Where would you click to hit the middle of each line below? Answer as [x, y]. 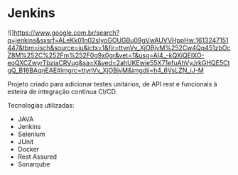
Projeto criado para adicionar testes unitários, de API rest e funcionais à [113, 84]
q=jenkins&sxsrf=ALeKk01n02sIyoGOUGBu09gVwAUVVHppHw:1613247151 [118, 40]
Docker [28, 149]
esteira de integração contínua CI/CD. [63, 91]
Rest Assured [37, 157]
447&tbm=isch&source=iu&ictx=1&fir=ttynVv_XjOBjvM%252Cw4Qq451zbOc [119, 47]
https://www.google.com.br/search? [66, 33]
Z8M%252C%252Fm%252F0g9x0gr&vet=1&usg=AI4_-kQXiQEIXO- [106, 55]
